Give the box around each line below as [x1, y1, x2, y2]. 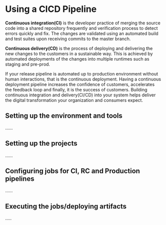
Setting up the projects [5, 139, 78, 148]
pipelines [5, 174, 35, 183]
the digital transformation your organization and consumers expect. [5, 97, 143, 103]
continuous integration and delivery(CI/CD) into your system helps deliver [5, 92, 156, 98]
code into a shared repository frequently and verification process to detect [5, 25, 158, 31]
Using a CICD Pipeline [5, 3, 97, 15]
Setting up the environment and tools [5, 112, 123, 120]
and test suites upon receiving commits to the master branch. [5, 36, 131, 42]
